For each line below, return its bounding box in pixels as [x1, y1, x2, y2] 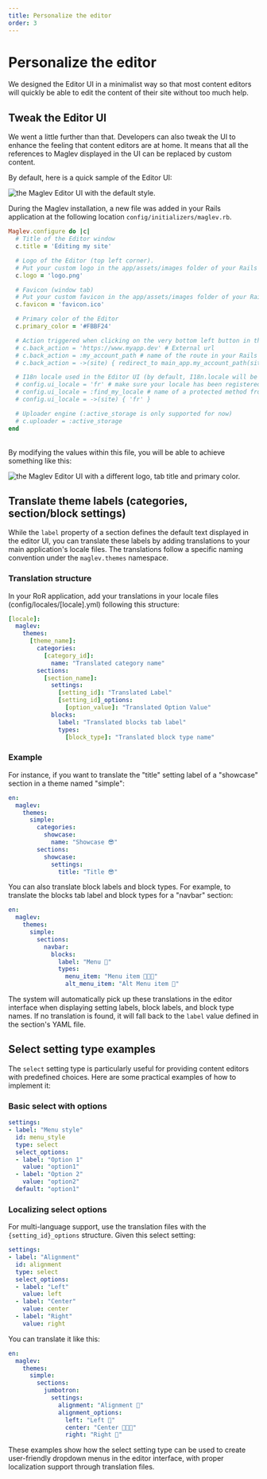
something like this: [8, 456, 72, 465]
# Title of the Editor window [15, 235, 115, 243]
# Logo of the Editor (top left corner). [15, 256, 155, 265]
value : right [22, 1319, 66, 1328]
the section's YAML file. [8, 1019, 86, 1030]
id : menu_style [15, 1133, 66, 1141]
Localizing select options [8, 1204, 107, 1215]
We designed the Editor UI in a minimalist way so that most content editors [8, 80, 252, 89]
